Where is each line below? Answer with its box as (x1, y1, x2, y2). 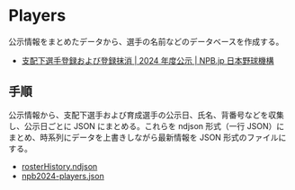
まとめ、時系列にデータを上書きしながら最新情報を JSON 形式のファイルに (8, 132, 287, 142)
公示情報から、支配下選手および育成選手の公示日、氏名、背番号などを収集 (8, 109, 284, 120)
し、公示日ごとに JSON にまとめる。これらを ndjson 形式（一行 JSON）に (8, 120, 285, 131)
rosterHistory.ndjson (21, 160, 98, 171)
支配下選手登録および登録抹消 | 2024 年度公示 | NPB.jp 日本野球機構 (21, 55, 275, 65)
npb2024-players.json (21, 170, 104, 181)
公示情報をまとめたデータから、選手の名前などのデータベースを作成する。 (8, 36, 284, 47)
